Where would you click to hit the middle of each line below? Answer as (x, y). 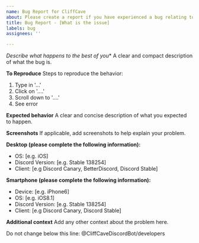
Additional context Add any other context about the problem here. (87, 222)
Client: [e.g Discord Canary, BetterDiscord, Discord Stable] (86, 169)
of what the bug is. (29, 62)
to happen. (19, 121)
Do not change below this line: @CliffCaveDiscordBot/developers (86, 234)
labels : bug (21, 28)
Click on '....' (30, 91)
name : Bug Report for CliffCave (46, 12)
